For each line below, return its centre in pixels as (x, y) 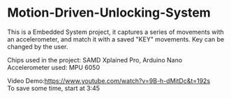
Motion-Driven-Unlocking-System (109, 13)
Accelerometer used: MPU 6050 (54, 67)
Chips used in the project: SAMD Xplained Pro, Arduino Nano (95, 60)
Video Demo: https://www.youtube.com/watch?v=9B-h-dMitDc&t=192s (109, 80)
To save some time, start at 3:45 (53, 88)
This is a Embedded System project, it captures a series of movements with (116, 32)
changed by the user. (38, 46)
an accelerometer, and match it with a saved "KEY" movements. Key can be (116, 39)
